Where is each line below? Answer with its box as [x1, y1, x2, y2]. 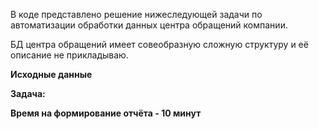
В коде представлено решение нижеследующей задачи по [10, 9, 263, 20]
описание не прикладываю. [10, 49, 129, 61]
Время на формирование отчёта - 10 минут [10, 107, 202, 119]
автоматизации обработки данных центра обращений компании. [10, 19, 288, 31]
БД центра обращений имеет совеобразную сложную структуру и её [10, 39, 309, 50]
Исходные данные [10, 69, 93, 80]
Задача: [10, 88, 46, 99]
